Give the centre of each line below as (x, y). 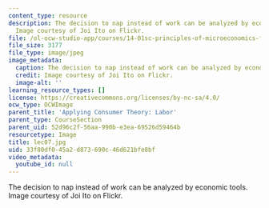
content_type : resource (48, 16)
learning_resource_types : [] (57, 90)
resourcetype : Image (43, 134)
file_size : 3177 (35, 46)
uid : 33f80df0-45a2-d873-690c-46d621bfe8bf (82, 150)
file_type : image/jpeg (46, 53)
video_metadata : (35, 157)
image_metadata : (35, 61)
